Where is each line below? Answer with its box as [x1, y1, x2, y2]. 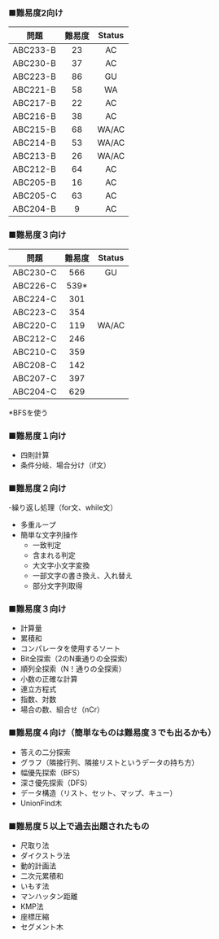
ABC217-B [12, 98, 57, 109]
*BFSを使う [8, 407, 49, 417]
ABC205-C [12, 190, 57, 201]
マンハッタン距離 [20, 892, 78, 902]
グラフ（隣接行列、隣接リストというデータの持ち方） [20, 757, 199, 767]
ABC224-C [12, 293, 57, 305]
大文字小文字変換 [32, 560, 90, 571]
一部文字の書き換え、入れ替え [32, 571, 133, 581]
